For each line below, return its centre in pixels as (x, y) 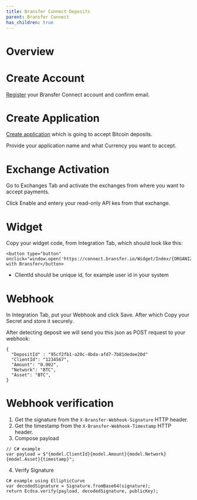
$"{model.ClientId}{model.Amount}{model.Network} (105, 454)
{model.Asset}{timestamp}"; (40, 460)
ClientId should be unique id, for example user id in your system (91, 275)
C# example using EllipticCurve (45, 481)
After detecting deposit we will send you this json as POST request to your (96, 332)
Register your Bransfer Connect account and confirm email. (78, 94)
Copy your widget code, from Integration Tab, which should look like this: (94, 243)
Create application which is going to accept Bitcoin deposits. (79, 134)
